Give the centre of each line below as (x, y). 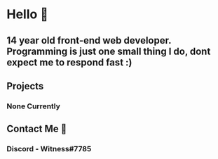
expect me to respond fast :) (69, 62)
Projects (25, 86)
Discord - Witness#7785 (49, 149)
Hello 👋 (27, 14)
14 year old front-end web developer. (89, 40)
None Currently (34, 106)
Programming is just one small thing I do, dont (109, 51)
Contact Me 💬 (37, 129)
